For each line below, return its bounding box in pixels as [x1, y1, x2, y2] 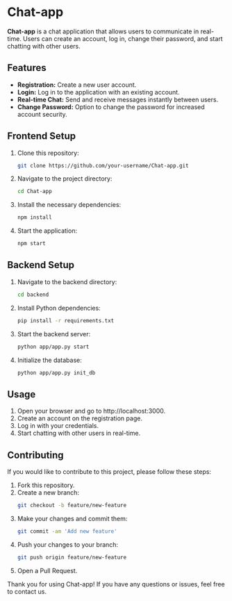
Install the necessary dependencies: [17, 201, 122, 209]
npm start [17, 240, 47, 247]
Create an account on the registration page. [17, 414, 142, 422]
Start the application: [17, 227, 78, 235]
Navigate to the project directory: [17, 174, 113, 183]
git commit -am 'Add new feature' [17, 527, 117, 535]
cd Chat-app [17, 188, 52, 195]
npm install [17, 214, 52, 221]
